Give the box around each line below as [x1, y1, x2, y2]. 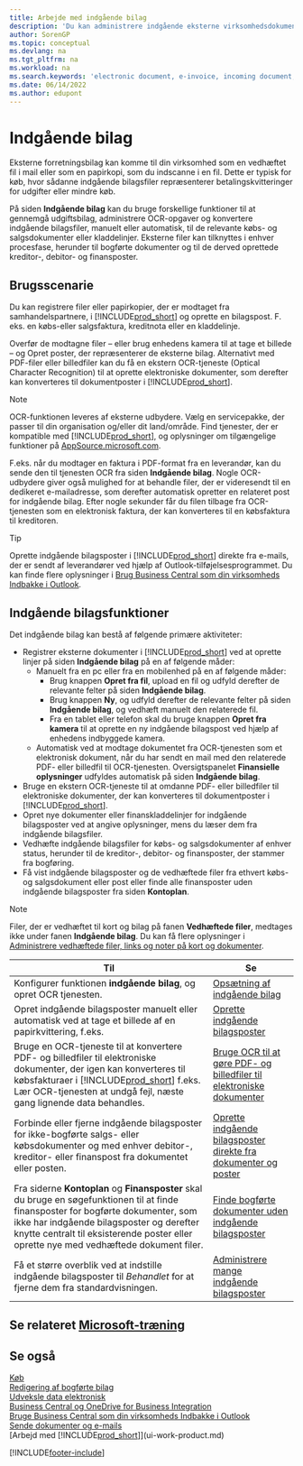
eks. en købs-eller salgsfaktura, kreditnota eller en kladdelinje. [9, 321, 241, 332]
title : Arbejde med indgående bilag [9, 13, 147, 23]
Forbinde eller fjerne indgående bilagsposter [14, 1117, 203, 1129]
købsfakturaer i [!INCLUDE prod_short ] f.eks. [14, 1074, 201, 1087]
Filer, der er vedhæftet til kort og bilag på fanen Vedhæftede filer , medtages [9, 921, 293, 932]
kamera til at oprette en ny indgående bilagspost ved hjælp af [49, 724, 280, 734]
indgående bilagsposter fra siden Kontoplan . [22, 886, 189, 898]
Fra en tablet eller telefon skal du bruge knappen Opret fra [49, 714, 267, 724]
